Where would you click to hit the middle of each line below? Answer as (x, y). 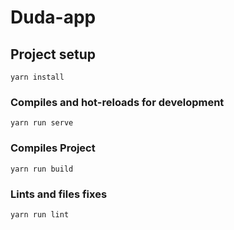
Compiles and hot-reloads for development (117, 102)
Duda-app (53, 17)
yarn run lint (40, 214)
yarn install (37, 77)
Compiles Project (53, 148)
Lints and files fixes (59, 194)
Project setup (53, 54)
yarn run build (42, 169)
